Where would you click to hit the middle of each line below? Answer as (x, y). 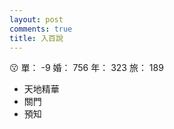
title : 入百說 (36, 38)
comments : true (41, 29)
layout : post (36, 19)
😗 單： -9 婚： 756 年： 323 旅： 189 (86, 68)
